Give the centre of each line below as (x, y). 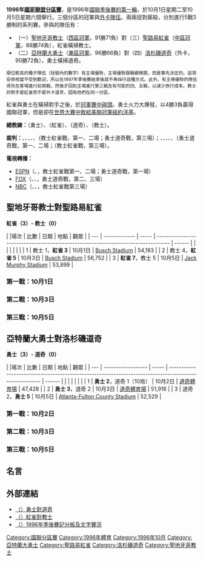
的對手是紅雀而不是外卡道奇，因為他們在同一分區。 (59, 92)
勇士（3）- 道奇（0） (33, 354)
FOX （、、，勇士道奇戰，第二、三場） (60, 179)
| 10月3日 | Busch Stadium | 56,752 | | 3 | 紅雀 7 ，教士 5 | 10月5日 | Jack (107, 258)
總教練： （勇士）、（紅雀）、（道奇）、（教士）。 (59, 125)
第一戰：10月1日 (30, 281)
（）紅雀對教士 (34, 517)
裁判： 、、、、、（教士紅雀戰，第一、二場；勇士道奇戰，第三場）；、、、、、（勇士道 (101, 138)
